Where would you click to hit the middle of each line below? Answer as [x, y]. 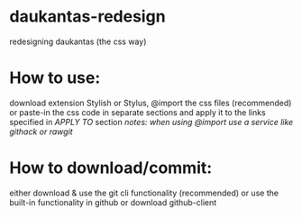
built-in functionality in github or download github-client [113, 202]
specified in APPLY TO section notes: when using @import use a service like [151, 122]
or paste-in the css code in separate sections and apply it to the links [137, 112]
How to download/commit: [111, 168]
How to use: [55, 78]
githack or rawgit [41, 131]
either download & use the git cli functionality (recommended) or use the [144, 193]
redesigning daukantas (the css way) [78, 41]
